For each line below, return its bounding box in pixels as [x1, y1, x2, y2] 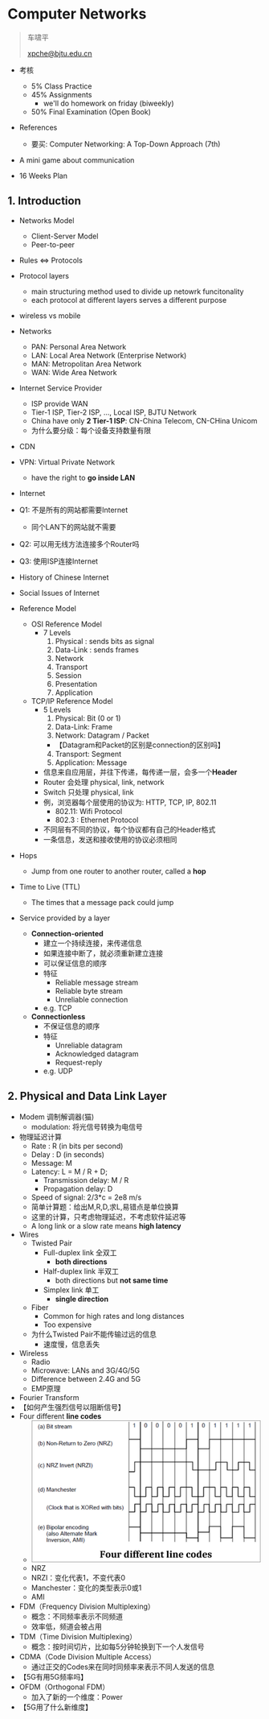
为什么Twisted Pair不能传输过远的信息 [31, 1329, 157, 1339]
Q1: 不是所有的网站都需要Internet [18, 505, 128, 514]
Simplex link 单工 [43, 1285, 100, 1295]
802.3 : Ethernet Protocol [55, 815, 139, 824]
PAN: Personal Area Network [31, 341, 127, 351]
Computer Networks [7, 5, 147, 23]
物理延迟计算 [18, 1132, 62, 1142]
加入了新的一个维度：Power [31, 1692, 124, 1701]
